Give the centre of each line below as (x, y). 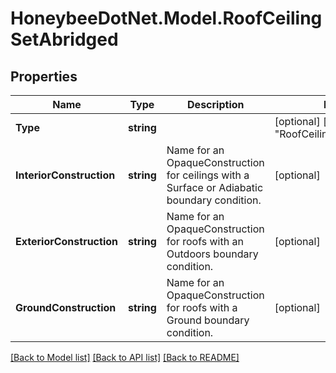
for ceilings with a (208, 175)
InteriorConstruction (65, 175)
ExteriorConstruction (66, 241)
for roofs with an (205, 241)
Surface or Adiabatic (215, 187)
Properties (44, 76)
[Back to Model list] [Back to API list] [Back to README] (125, 357)
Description (216, 104)
